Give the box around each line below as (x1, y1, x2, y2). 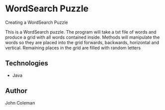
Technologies (5, 59, 49, 67)
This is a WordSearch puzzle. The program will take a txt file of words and (5, 29, 157, 35)
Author (5, 87, 27, 95)
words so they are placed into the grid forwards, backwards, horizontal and (5, 39, 160, 45)
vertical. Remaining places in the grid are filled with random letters (5, 45, 141, 51)
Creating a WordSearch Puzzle (5, 19, 68, 25)
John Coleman (5, 100, 35, 106)
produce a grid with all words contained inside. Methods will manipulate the (5, 34, 160, 40)
